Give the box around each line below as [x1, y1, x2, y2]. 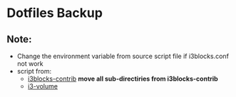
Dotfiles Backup [6, 5, 103, 21]
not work [16, 59, 43, 68]
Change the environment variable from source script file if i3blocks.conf [16, 52, 230, 60]
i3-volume [27, 82, 58, 90]
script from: [16, 67, 51, 75]
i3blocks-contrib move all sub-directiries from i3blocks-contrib [27, 74, 218, 83]
